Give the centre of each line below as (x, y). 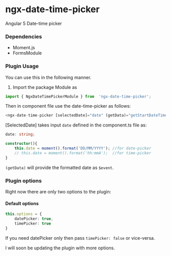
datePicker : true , (34, 219)
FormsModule (27, 53)
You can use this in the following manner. (48, 77)
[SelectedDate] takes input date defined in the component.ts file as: (76, 125)
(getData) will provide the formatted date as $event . (60, 167)
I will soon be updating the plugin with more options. (60, 248)
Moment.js (24, 48)
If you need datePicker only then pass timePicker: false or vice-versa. (80, 238)
